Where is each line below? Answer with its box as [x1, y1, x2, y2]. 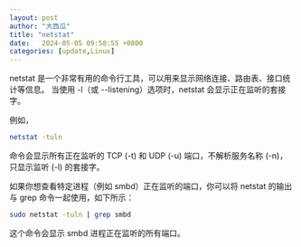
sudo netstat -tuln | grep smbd [9, 210, 131, 219]
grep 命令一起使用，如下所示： [19, 192, 135, 203]
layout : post [9, 13, 59, 23]
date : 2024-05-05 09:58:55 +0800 [9, 38, 144, 48]
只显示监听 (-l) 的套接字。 [9, 162, 105, 172]
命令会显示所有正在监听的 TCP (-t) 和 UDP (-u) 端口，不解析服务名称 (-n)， [9, 150, 287, 161]
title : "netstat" [9, 30, 75, 39]
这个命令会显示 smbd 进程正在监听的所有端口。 [9, 227, 185, 238]
